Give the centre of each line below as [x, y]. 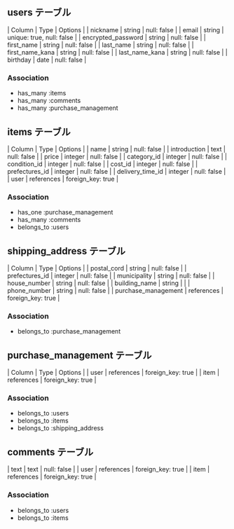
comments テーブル [50, 452]
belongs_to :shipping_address [60, 428]
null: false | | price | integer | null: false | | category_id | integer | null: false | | [117, 156]
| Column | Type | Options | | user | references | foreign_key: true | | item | [113, 373]
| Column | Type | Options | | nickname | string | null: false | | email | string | [116, 29]
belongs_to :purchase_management [69, 331]
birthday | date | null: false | [47, 60]
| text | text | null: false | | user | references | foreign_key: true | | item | [109, 469]
